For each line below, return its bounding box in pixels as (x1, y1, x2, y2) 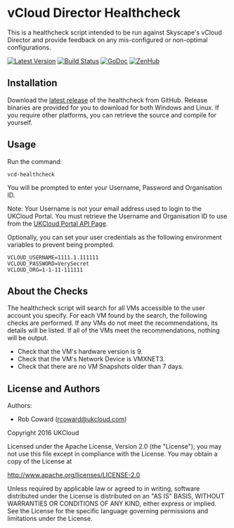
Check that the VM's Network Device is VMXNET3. (17, 355, 165, 363)
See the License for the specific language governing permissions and (7, 507, 209, 515)
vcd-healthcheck (7, 171, 55, 178)
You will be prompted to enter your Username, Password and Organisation (7, 183, 223, 191)
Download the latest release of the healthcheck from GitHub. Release (7, 96, 208, 104)
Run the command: (7, 157, 63, 166)
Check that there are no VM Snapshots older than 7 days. (17, 362, 184, 371)
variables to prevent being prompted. (7, 240, 115, 249)
